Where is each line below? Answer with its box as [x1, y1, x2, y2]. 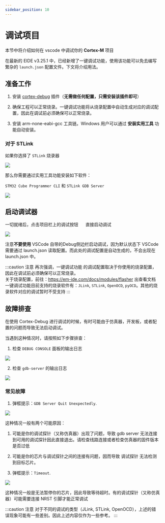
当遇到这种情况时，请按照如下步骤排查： [5, 335, 87, 341]
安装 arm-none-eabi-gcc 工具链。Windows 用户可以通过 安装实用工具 [12, 121, 154, 127]
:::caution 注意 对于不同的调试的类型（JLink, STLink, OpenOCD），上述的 [5, 506, 152, 512]
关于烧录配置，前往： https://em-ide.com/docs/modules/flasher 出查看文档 [5, 276, 156, 282]
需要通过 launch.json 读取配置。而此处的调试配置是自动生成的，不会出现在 [5, 247, 156, 254]
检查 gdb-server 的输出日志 [12, 365, 67, 371]
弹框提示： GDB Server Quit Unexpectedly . [12, 400, 97, 406]
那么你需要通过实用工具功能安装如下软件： [5, 172, 91, 178]
